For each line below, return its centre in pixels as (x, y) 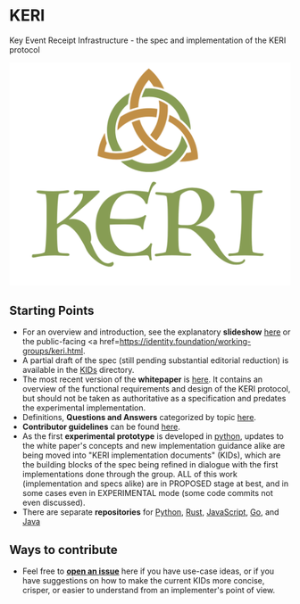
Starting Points (52, 310)
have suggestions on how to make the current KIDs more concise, (143, 581)
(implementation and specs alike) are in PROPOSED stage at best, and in (155, 484)
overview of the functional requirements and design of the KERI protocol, (156, 389)
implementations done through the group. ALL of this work (130, 475)
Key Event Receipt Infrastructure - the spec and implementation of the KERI (148, 40)
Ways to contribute (63, 550)
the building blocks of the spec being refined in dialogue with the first (150, 465)
